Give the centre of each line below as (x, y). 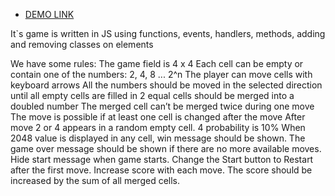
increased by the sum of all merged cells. (95, 180)
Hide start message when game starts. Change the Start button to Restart (162, 159)
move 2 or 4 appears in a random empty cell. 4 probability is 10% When (158, 127)
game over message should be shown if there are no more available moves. (166, 148)
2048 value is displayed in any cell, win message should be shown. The (158, 138)
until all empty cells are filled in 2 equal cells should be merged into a (152, 95)
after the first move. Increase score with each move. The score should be (161, 170)
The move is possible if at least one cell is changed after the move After (158, 117)
